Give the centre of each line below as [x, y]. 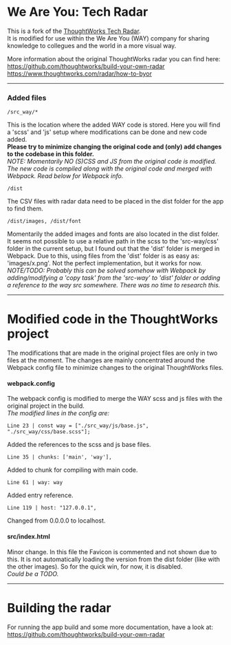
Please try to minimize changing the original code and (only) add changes [114, 147]
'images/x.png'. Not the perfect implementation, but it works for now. [105, 263]
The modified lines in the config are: [58, 413]
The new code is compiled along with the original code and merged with [110, 168]
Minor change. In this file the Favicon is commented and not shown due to [112, 551]
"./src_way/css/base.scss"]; [49, 432]
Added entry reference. [40, 495]
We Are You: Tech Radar [78, 12]
